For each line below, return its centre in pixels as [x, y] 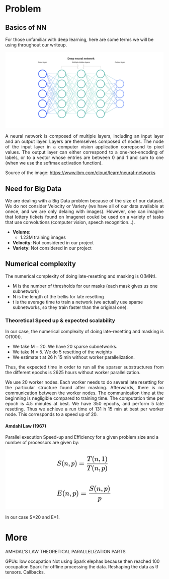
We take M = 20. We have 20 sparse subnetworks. [65, 347]
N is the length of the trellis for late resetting [58, 296]
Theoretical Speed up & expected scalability [60, 320]
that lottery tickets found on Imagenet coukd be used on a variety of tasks [84, 217]
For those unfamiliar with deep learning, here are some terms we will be [79, 39]
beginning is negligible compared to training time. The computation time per [84, 398]
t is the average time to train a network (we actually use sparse [78, 302]
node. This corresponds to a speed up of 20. [52, 414]
